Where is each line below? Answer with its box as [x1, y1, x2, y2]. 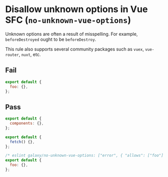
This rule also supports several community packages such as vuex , [5, 46, 144, 52]
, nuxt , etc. [18, 51, 41, 57]
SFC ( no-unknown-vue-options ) [5, 14, 131, 26]
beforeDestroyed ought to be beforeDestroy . [5, 36, 96, 42]
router [5, 52, 19, 57]
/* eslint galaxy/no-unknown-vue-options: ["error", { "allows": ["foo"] [5, 153, 164, 158]
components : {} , [10, 121, 44, 126]
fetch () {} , [10, 139, 35, 144]
